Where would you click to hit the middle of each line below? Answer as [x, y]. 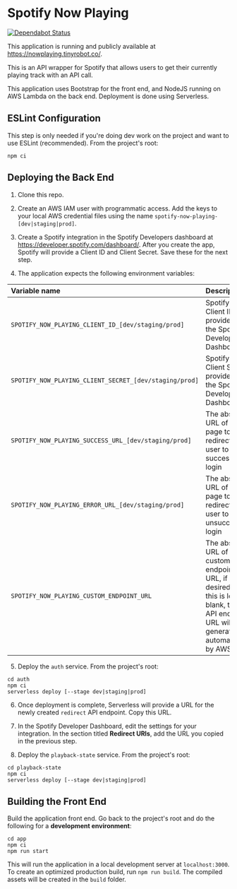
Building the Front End [57, 801]
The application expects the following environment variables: [106, 273]
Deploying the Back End [61, 178]
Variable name [36, 290]
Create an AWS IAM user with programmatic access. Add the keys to [117, 208]
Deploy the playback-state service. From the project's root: [104, 755]
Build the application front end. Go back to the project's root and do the [111, 818]
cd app [17, 839]
